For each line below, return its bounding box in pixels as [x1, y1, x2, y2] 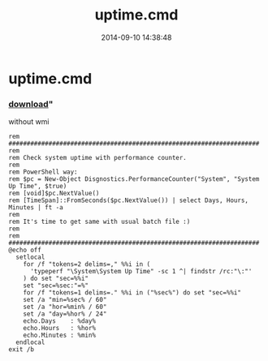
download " [8, 98, 54, 110]
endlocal [15, 338, 45, 346]
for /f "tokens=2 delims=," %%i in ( [23, 260, 151, 269]
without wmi [8, 117, 50, 127]
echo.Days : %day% [23, 317, 96, 325]
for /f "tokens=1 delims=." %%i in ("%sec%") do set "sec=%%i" [23, 289, 242, 297]
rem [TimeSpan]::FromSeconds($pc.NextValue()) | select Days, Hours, [8, 196, 249, 204]
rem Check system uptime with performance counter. [8, 154, 187, 162]
